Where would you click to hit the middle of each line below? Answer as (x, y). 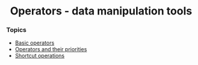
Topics (17, 30)
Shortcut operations (40, 56)
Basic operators (35, 43)
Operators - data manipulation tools (101, 11)
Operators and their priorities (51, 49)
